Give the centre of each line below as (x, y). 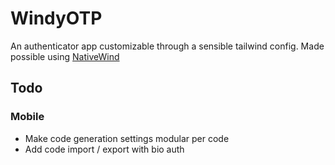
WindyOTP (56, 18)
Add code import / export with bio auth (104, 149)
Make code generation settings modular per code (127, 138)
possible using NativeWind (65, 56)
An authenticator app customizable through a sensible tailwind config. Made (167, 46)
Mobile (27, 117)
